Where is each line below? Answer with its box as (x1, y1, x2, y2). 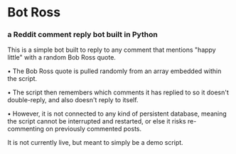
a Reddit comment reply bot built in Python (7, 30, 158, 40)
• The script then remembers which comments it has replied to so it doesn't (7, 88, 229, 97)
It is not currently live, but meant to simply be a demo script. (7, 138, 183, 147)
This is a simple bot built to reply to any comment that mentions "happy (7, 45, 216, 54)
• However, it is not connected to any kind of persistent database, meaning (7, 109, 227, 118)
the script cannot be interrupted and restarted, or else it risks (7, 117, 186, 126)
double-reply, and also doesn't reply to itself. (7, 96, 139, 104)
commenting (7, 125, 45, 133)
